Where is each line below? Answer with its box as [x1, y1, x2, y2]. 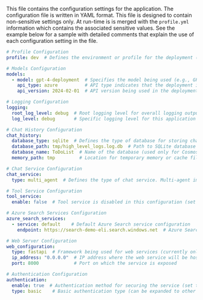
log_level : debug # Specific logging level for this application [11, 116, 196, 122]
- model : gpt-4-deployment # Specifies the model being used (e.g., [11, 77, 190, 83]
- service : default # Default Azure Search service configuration [11, 221, 190, 227]
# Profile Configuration [6, 49, 69, 55]
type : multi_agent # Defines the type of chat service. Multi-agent [11, 177, 190, 183]
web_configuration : [6, 243, 56, 250]
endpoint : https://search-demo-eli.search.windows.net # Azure [17, 227, 182, 233]
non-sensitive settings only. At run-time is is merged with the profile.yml [6, 18, 189, 25]
